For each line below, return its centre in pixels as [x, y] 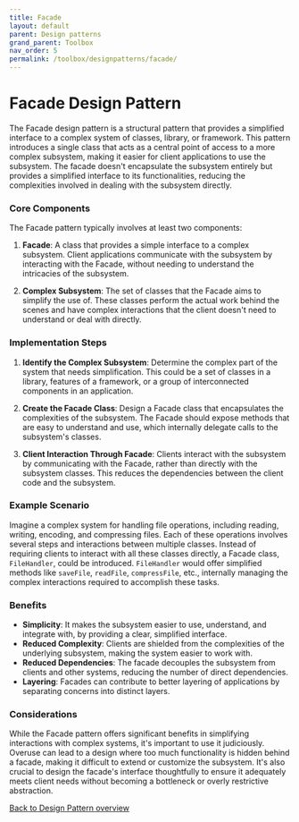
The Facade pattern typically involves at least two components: [126, 228]
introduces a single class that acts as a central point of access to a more [142, 147]
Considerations [43, 715]
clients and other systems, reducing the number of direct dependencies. [155, 673]
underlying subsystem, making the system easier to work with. [137, 653]
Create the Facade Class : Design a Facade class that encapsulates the [153, 408]
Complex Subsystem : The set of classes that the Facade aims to [141, 291]
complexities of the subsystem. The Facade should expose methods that [156, 418]
